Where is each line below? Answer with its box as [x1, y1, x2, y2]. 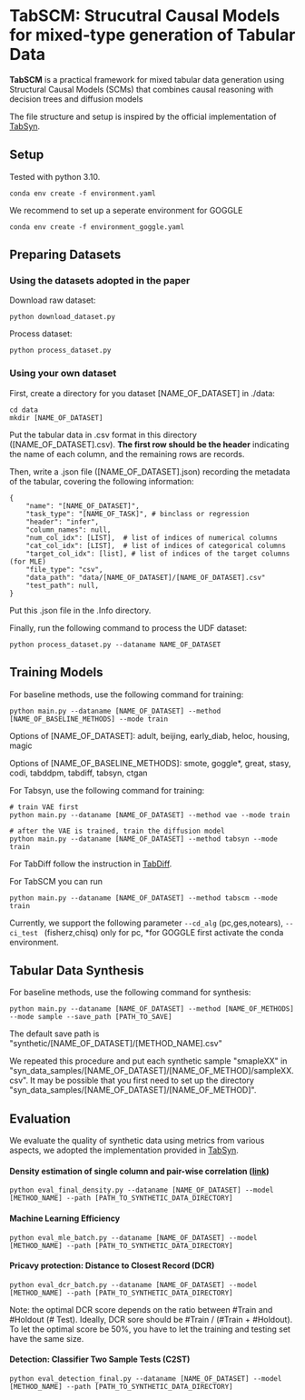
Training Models [9, 665, 103, 680]
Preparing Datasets [9, 247, 122, 263]
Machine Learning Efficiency [9, 1213, 121, 1224]
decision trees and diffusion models [9, 93, 143, 105]
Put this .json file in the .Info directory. [9, 605, 152, 615]
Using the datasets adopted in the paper [9, 275, 191, 287]
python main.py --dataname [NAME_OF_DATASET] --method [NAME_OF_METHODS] [9, 1005, 295, 1014]
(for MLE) [9, 556, 47, 566]
